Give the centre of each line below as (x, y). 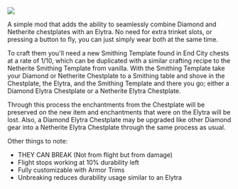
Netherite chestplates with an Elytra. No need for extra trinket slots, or (110, 32)
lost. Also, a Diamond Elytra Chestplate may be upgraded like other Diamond (119, 120)
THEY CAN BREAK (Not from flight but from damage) (95, 155)
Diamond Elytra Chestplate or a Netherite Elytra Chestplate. (94, 91)
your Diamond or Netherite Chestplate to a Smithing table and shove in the (116, 76)
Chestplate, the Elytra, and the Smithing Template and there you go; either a (118, 83)
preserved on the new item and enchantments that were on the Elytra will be (119, 112)
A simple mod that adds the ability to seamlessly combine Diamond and (112, 24)
